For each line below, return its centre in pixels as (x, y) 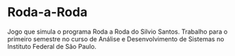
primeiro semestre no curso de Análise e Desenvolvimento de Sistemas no (116, 38)
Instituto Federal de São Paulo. (52, 46)
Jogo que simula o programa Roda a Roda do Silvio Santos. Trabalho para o (117, 31)
